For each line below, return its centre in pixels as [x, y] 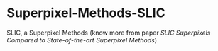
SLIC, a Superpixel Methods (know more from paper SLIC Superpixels [109, 33]
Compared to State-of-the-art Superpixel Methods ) [82, 40]
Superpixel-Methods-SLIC [86, 13]
